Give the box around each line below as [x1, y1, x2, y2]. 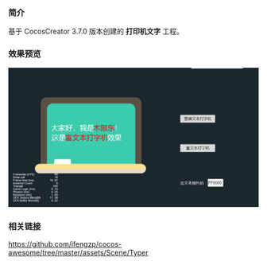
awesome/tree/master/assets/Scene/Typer [8, 247, 149, 257]
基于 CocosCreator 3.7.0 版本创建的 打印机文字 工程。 [8, 26, 184, 37]
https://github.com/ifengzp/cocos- [8, 239, 122, 248]
